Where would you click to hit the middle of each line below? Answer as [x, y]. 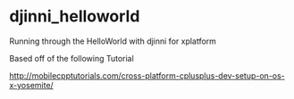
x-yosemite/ [31, 85]
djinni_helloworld [75, 16]
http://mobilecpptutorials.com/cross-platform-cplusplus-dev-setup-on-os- [147, 75]
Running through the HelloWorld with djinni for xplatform [113, 41]
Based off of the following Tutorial [71, 58]
